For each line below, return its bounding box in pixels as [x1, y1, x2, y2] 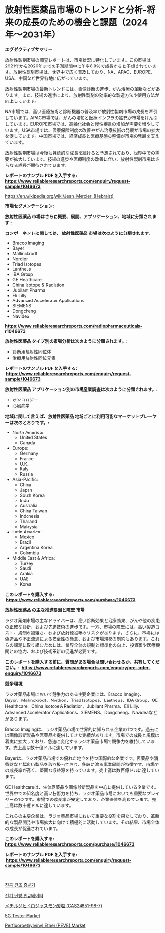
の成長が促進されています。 [5, 825, 61, 831]
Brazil [19, 539, 31, 545]
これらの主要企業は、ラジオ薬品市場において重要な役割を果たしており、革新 [5, 813, 160, 819]
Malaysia [19, 523, 38, 530]
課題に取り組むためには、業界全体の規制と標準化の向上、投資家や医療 [13, 642, 156, 648]
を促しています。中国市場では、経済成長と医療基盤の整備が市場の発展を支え [5, 133, 160, 139]
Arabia [19, 570, 33, 576]
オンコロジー [12, 397, 38, 402]
